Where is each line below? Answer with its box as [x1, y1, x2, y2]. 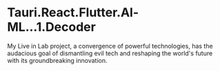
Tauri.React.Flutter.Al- [7, 5, 139, 20]
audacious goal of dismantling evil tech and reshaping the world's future [7, 49, 213, 57]
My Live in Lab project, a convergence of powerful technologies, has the [7, 42, 213, 50]
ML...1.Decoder [7, 19, 97, 35]
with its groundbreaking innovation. [7, 56, 108, 64]
